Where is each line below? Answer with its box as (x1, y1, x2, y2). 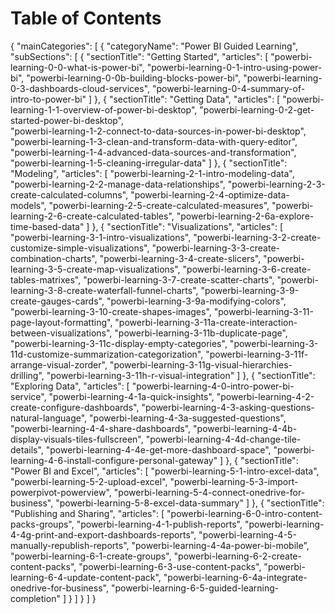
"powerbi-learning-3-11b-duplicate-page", (114, 327, 288, 339)
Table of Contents (10, 7, 162, 30)
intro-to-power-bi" (10, 93, 87, 105)
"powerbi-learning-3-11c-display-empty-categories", (10, 337, 228, 349)
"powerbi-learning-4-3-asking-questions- (141, 401, 315, 413)
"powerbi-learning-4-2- (216, 390, 315, 402)
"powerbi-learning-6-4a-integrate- (163, 571, 308, 583)
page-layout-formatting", (10, 316, 113, 328)
